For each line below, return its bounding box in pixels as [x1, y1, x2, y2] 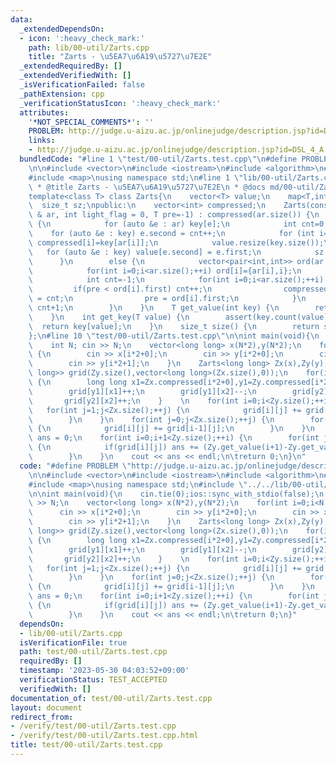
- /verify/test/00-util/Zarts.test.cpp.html [10, 731, 199, 741]
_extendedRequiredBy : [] [19, 61, 123, 71]
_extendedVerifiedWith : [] [19, 71, 132, 81]
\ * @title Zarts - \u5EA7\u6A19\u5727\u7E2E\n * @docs [28, 182, 267, 192]
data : [10, 14, 33, 25]
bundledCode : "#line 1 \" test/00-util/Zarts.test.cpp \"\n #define [19, 154, 298, 164]
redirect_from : [10, 712, 74, 722]
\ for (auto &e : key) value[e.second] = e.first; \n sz [28, 247, 325, 257]
